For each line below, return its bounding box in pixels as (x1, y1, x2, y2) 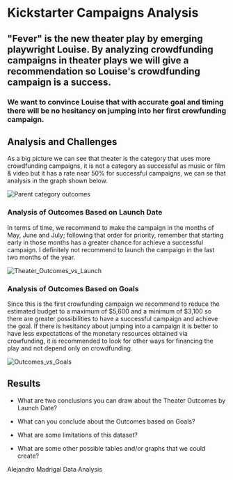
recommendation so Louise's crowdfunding (7, 65, 200, 77)
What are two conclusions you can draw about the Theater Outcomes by (17, 396, 226, 405)
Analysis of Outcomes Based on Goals (7, 284, 139, 293)
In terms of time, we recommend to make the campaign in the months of (7, 223, 214, 231)
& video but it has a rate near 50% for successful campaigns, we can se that (7, 169, 226, 178)
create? (17, 451, 40, 460)
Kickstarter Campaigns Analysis (7, 5, 199, 21)
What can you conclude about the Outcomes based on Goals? (17, 417, 195, 426)
